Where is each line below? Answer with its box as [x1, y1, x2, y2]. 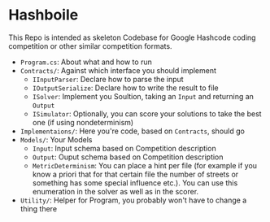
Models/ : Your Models [20, 134, 93, 144]
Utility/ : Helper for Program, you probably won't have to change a [20, 195, 247, 205]
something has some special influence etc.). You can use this [32, 177, 238, 188]
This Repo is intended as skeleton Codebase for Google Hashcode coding [8, 33, 256, 42]
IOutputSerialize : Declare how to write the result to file [32, 83, 219, 93]
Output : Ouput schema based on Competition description [32, 152, 224, 162]
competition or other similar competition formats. [8, 41, 172, 50]
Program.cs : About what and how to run [20, 57, 152, 67]
